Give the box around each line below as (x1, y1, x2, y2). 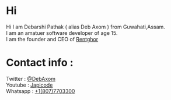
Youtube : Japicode (6, 81, 53, 88)
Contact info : (6, 56, 74, 69)
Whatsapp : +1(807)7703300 (6, 87, 75, 94)
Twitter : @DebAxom (6, 75, 55, 82)
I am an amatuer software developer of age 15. (6, 29, 118, 36)
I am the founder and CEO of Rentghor (6, 35, 99, 42)
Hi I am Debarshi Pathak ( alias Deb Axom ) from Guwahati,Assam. (6, 23, 165, 30)
